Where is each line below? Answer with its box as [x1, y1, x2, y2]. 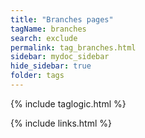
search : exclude [10, 33, 78, 43]
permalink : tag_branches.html [10, 42, 137, 53]
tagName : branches [10, 24, 87, 34]
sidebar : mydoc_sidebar [10, 52, 110, 62]
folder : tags [10, 71, 65, 81]
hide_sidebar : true [10, 61, 92, 71]
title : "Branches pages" [10, 14, 114, 25]
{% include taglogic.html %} [10, 97, 127, 110]
